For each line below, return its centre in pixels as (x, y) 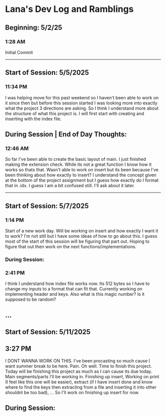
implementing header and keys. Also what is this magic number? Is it (75, 294)
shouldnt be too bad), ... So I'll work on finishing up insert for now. (72, 392)
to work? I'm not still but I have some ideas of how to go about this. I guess (81, 236)
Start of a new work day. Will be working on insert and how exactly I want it (82, 231)
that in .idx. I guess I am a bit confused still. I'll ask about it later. (70, 186)
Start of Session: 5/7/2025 (47, 206)
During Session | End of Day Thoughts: (66, 134)
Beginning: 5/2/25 (34, 28)
